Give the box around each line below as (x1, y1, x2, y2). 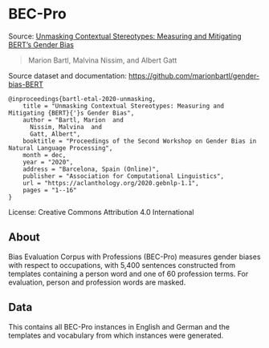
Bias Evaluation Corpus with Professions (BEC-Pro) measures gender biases (8, 252, 261, 261)
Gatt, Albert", (29, 130, 81, 138)
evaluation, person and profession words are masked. (8, 277, 186, 287)
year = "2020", (22, 158, 74, 166)
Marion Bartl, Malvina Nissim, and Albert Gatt (27, 55, 177, 65)
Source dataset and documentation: (8, 71, 127, 80)
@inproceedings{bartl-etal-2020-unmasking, (8, 95, 157, 103)
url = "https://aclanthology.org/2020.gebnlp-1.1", (22, 179, 199, 187)
